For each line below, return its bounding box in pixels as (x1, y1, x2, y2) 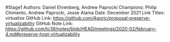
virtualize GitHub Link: (5, 15, 52, 21)
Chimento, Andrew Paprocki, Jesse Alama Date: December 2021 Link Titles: (5, 10, 165, 16)
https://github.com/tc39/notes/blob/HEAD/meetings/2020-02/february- (5, 26, 157, 32)
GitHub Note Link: (35, 20, 73, 26)
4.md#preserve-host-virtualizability (5, 31, 80, 37)
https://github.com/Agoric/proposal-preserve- (53, 15, 151, 21)
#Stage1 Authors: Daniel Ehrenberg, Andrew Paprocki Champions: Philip (5, 5, 157, 10)
